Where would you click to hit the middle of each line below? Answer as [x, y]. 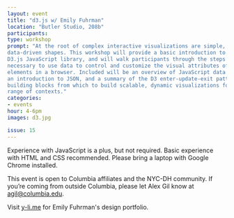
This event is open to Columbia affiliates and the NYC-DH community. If [110, 178]
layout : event [28, 14]
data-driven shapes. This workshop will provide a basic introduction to [117, 53]
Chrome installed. [32, 165]
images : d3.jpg [29, 117]
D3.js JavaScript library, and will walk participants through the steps [117, 59]
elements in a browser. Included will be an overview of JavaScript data [117, 72]
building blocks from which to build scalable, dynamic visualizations [113, 85]
